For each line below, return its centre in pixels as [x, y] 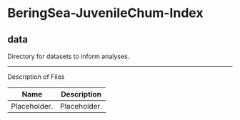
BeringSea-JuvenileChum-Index [105, 13]
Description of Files [36, 77]
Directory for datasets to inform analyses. [69, 56]
